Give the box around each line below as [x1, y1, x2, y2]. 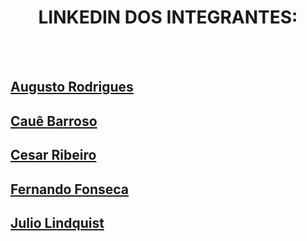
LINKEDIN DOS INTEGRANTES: [38, 6, 298, 29]
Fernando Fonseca [10, 181, 130, 198]
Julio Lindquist [10, 214, 105, 231]
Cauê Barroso [10, 112, 98, 130]
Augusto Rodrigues [10, 79, 134, 96]
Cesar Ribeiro [10, 147, 97, 164]
